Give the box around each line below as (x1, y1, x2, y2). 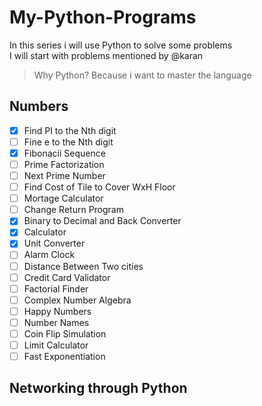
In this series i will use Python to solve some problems (9, 39, 233, 51)
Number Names (23, 316, 90, 328)
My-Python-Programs (9, 6, 197, 29)
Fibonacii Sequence (23, 147, 106, 159)
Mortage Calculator (23, 192, 104, 205)
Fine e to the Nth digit (23, 136, 114, 148)
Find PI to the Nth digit (23, 124, 117, 136)
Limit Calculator (23, 339, 89, 351)
